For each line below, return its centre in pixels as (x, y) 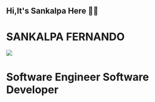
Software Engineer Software (77, 77)
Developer (32, 89)
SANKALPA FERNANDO (66, 37)
